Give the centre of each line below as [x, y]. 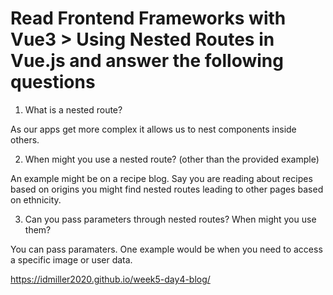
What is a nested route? [73, 109]
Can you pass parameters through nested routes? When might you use [170, 219]
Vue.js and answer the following [147, 61]
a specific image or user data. [71, 259]
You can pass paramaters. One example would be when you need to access [166, 249]
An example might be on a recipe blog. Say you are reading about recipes [161, 178]
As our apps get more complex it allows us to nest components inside [153, 129]
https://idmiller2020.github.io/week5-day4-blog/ [110, 279]
